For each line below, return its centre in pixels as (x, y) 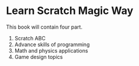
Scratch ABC (30, 38)
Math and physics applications (51, 50)
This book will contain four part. (44, 27)
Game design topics (39, 57)
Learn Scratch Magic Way (70, 11)
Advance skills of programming (52, 44)
